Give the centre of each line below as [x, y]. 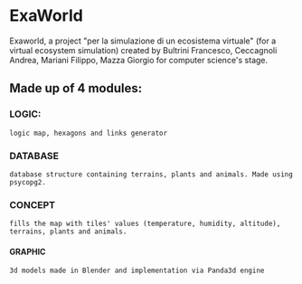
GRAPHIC [28, 251]
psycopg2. [28, 182]
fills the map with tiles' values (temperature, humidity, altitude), [145, 224]
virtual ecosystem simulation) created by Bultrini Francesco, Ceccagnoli [143, 50]
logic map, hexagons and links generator [89, 133]
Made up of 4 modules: [76, 88]
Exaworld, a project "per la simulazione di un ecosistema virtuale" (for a [143, 41]
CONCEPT [33, 204]
